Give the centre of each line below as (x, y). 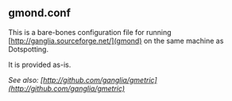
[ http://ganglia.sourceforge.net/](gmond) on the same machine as (116, 41)
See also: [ (26, 80)
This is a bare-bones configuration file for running (90, 32)
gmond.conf (40, 13)
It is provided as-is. (40, 64)
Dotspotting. (29, 49)
